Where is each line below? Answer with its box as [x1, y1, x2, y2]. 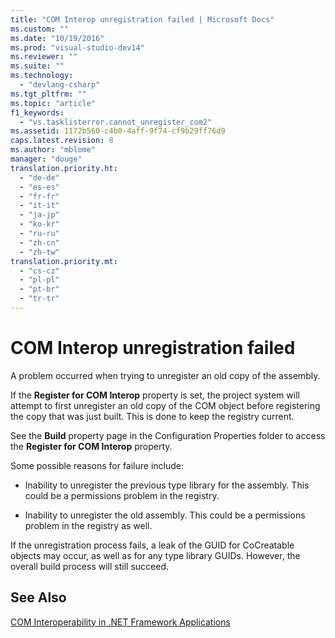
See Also [10, 589, 67, 606]
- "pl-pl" [19, 275, 60, 285]
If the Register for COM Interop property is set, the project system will [10, 389, 300, 401]
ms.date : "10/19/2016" [10, 33, 105, 43]
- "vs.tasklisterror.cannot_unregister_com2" [19, 117, 213, 127]
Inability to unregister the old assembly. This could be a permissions [24, 509, 306, 521]
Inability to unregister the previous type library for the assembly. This [24, 479, 310, 491]
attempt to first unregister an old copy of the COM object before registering [10, 399, 321, 411]
